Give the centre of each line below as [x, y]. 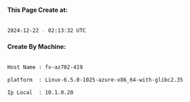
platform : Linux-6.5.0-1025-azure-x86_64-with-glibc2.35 [95, 80]
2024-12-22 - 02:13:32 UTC [47, 31]
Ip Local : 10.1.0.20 [40, 93]
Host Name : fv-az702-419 [45, 67]
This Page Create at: [38, 10]
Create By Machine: [37, 46]
